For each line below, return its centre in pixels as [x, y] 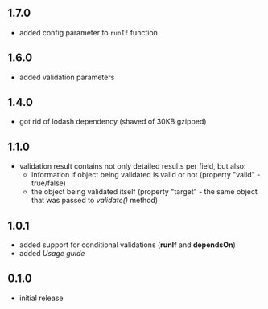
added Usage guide [52, 254]
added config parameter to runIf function [89, 32]
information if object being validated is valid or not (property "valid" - [146, 175]
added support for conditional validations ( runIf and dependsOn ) [128, 245]
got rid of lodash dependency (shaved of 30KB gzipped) [113, 122]
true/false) [48, 183]
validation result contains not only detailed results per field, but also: [132, 166]
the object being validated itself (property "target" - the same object [144, 192]
